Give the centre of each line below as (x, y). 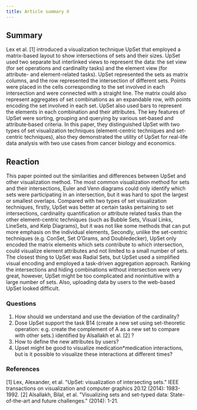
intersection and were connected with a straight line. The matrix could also (96, 93)
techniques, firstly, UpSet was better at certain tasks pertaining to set (90, 207)
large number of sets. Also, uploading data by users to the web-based (91, 282)
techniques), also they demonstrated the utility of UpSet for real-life (106, 137)
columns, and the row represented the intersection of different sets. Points (96, 81)
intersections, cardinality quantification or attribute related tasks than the (94, 214)
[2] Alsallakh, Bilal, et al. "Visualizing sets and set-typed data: (94, 394)
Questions (21, 304)
